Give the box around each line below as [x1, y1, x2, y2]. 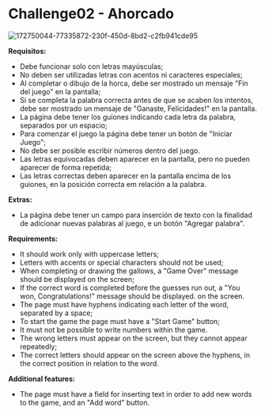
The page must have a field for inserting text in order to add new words [19, 389, 252, 398]
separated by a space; [19, 308, 93, 318]
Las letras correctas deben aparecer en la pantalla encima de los [19, 171, 232, 181]
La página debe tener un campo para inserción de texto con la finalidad [19, 210, 253, 219]
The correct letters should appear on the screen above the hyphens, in [19, 350, 251, 360]
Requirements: [8, 234, 58, 243]
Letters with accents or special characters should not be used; [19, 257, 224, 267]
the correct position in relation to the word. [19, 358, 160, 368]
